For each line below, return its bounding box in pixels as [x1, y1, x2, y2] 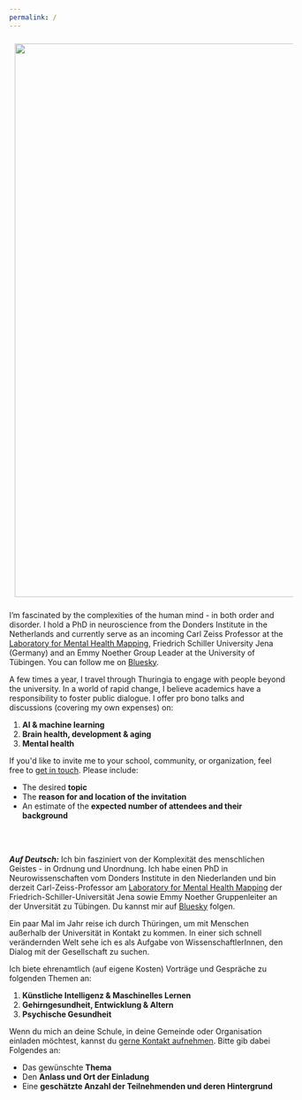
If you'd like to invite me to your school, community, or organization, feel [9, 755, 272, 766]
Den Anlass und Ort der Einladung [21, 1071, 150, 1081]
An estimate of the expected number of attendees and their [21, 801, 243, 811]
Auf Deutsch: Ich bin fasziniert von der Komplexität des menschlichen [9, 854, 265, 864]
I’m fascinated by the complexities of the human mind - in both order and [9, 609, 275, 620]
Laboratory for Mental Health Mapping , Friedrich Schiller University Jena [9, 638, 274, 648]
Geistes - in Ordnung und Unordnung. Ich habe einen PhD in [9, 863, 228, 873]
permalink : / [9, 12, 57, 22]
